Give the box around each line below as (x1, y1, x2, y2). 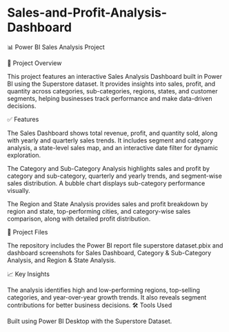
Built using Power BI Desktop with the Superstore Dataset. (7, 317, 172, 325)
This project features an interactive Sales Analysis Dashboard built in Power (7, 72, 223, 80)
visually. (7, 186, 30, 194)
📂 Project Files (7, 228, 48, 236)
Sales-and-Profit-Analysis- (7, 5, 168, 21)
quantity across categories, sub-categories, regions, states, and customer (7, 86, 219, 95)
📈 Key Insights (7, 270, 50, 278)
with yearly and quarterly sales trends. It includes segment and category (7, 136, 214, 145)
